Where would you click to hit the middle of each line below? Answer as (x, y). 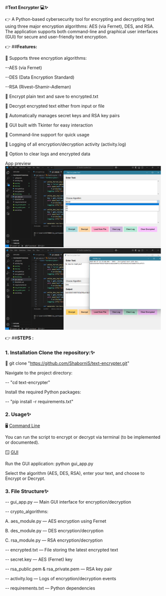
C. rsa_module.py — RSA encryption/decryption (54, 540)
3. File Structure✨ (27, 491)
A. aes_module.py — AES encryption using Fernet (56, 521)
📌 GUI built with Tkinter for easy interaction (49, 125)
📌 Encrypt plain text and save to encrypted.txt (52, 96)
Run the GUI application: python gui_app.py (49, 464)
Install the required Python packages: (43, 392)
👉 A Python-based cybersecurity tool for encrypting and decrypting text (80, 19)
